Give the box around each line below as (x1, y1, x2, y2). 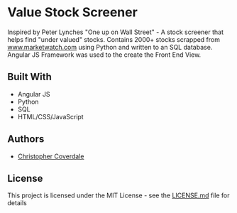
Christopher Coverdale (17, 152, 84, 160)
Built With (7, 71, 52, 83)
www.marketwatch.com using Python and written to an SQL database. (7, 43, 213, 51)
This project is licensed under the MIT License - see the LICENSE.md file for (7, 191, 230, 200)
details (7, 199, 27, 207)
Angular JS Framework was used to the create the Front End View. (7, 50, 202, 59)
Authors (7, 133, 45, 146)
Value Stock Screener (7, 4, 138, 21)
